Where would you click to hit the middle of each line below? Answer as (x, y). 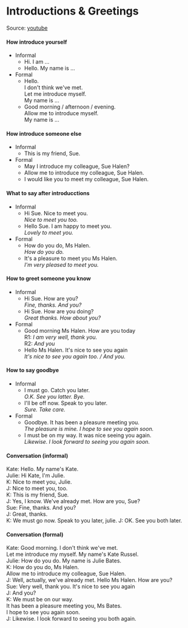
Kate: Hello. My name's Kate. (42, 469)
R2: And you (39, 343)
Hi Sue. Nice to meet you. (56, 213)
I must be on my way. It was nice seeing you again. (88, 435)
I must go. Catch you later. (57, 390)
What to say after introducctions (48, 193)
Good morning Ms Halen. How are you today (80, 330)
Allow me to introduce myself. (61, 113)
